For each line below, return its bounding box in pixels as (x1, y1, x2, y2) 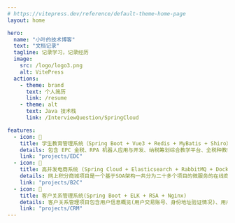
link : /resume (25, 95, 68, 102)
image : (13, 55, 33, 63)
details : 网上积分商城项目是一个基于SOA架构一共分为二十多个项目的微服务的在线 (20, 173, 225, 180)
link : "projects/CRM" (20, 205, 83, 212)
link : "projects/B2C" (20, 179, 83, 186)
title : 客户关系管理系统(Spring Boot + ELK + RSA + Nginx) (20, 192, 187, 199)
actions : (13, 75, 39, 82)
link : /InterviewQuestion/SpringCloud (25, 114, 139, 121)
